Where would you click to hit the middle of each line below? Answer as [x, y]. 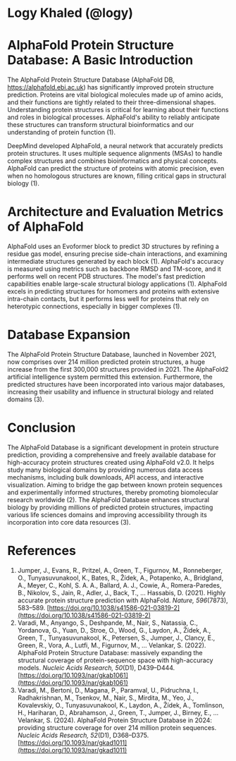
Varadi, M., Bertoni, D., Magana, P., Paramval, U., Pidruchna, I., [108, 690]
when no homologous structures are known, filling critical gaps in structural [117, 176]
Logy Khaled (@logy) [70, 13]
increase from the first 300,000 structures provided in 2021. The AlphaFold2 [118, 369]
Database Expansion [69, 335]
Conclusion [42, 428]
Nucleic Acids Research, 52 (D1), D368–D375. [83, 735]
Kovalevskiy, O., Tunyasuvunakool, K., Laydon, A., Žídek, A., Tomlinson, [121, 705]
